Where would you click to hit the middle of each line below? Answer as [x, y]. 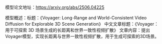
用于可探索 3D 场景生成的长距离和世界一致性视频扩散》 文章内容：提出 [78, 30]
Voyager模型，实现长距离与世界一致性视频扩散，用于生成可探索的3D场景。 [82, 36]
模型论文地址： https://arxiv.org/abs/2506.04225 [55, 7]
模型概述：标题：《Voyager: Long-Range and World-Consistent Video [76, 18]
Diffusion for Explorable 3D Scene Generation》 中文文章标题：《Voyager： [82, 24]
